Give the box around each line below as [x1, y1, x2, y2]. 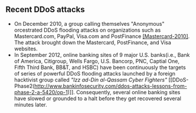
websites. [14, 45, 38, 52]
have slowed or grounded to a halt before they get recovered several [14, 95, 181, 102]
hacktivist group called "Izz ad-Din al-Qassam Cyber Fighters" [14, 76, 168, 83]
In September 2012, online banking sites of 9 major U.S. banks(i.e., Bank [14, 51, 190, 58]
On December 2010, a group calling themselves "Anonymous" [14, 20, 165, 27]
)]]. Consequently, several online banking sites [67, 88, 181, 95]
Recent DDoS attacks [5, 5, 85, 15]
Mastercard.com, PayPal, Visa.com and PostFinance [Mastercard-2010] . [14, 32, 190, 40]
